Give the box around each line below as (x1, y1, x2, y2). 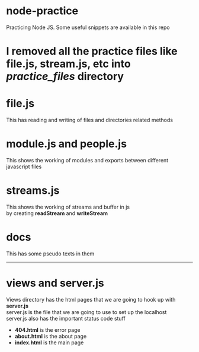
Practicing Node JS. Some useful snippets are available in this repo (6, 24, 170, 31)
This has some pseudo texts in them (6, 250, 95, 257)
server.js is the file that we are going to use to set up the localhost (6, 308, 167, 315)
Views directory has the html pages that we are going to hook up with (6, 296, 176, 303)
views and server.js (6, 277, 105, 290)
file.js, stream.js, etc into (6, 57, 131, 71)
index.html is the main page (14, 339, 84, 346)
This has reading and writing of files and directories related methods (6, 117, 174, 124)
